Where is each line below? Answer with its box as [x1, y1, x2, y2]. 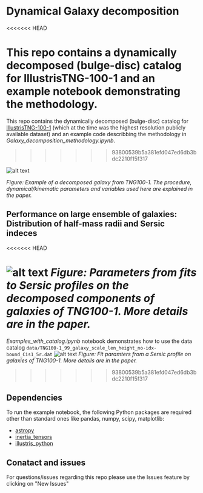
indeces [6, 228, 38, 238]
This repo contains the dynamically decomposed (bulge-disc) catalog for [6, 117, 189, 125]
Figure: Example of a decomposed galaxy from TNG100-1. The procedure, [6, 178, 192, 186]
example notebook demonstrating [6, 84, 181, 98]
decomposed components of [6, 291, 155, 305]
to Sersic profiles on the [6, 278, 129, 292]
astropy [15, 427, 35, 434]
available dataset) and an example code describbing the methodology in [6, 130, 187, 137]
